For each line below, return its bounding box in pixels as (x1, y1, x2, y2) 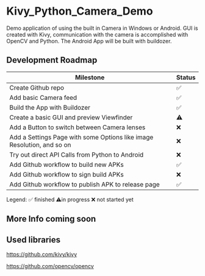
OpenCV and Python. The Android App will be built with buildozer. (6, 37, 172, 44)
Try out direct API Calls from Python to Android (9, 150, 144, 159)
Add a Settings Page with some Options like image (9, 133, 154, 141)
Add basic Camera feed (9, 93, 77, 102)
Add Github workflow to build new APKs (9, 160, 124, 169)
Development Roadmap (6, 55, 98, 65)
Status (176, 73, 196, 82)
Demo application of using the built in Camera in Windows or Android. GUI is (6, 24, 198, 32)
